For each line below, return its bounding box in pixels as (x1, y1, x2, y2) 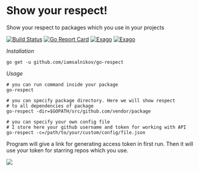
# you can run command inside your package (6, 82, 119, 88)
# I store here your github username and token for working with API (6, 124, 187, 130)
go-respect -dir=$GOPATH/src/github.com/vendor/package (6, 108, 151, 114)
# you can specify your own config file (6, 119, 111, 125)
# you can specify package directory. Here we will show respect (6, 97, 175, 103)
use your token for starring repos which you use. (6, 147, 129, 154)
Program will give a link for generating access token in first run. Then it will (6, 140, 194, 147)
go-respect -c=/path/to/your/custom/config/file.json (6, 129, 146, 136)
